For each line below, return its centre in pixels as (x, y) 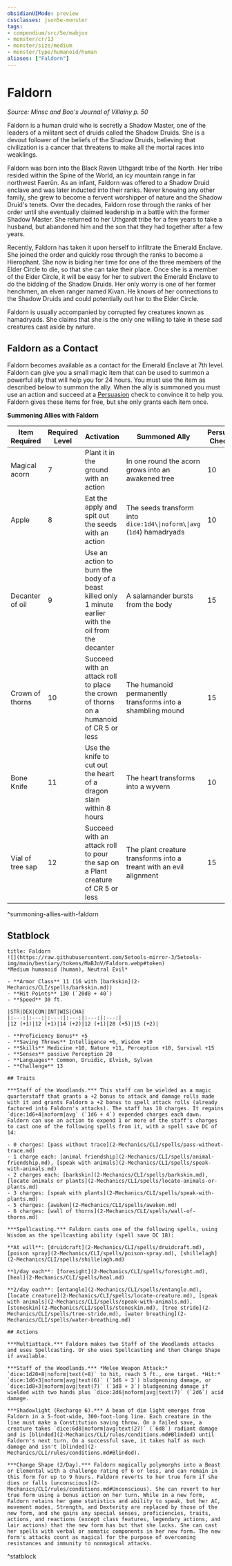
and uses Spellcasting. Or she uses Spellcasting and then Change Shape (114, 1351)
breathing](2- (166, 1314)
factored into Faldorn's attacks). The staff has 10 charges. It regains (116, 1109)
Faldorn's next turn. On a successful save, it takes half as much (106, 1441)
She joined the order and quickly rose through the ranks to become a (105, 254)
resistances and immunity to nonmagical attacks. (80, 1544)
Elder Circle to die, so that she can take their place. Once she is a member (113, 269)
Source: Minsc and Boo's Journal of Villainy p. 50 (78, 112)
